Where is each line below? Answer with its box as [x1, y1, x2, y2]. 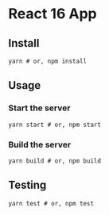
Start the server [8, 102, 71, 113]
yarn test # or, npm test [8, 199, 94, 207]
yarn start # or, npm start [8, 121, 102, 129]
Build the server [8, 139, 72, 150]
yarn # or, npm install [8, 57, 88, 65]
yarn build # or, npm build [8, 156, 102, 165]
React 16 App [8, 5, 97, 23]
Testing [8, 179, 47, 192]
